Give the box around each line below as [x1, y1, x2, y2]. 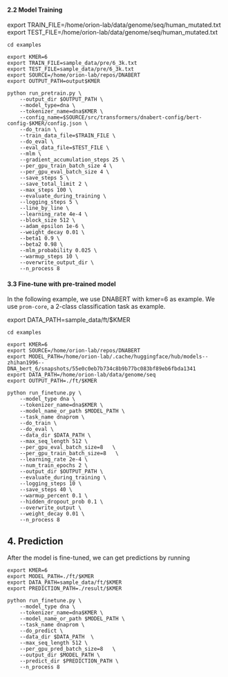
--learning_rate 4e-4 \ [19, 211, 88, 218]
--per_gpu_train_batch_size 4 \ [19, 162, 113, 169]
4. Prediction [7, 535, 64, 547]
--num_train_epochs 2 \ [19, 462, 88, 469]
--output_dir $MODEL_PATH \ [19, 651, 100, 659]
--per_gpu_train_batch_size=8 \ [19, 450, 119, 457]
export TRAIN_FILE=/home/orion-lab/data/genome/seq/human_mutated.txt [7, 21, 221, 29]
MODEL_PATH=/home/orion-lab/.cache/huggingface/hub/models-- [28, 353, 209, 361]
